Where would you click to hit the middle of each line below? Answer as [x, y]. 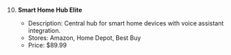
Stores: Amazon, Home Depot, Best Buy [85, 38]
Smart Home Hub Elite [50, 10]
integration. [44, 31]
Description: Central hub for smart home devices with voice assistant [126, 23]
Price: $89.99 [47, 45]
